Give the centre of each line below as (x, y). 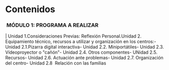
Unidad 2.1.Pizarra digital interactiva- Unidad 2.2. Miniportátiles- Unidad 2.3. (85, 47)
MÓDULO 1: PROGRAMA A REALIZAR (52, 25)
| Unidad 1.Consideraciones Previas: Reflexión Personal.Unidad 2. (73, 36)
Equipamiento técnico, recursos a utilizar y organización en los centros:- (81, 42)
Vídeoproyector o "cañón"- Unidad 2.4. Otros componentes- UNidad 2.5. (81, 52)
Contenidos (30, 9)
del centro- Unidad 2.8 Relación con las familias (56, 63)
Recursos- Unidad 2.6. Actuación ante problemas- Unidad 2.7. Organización (84, 58)
